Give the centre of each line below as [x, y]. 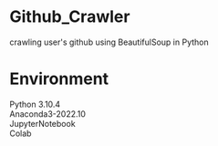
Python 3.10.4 [35, 104]
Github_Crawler [70, 17]
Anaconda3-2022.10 [48, 114]
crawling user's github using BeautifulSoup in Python [109, 42]
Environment [59, 79]
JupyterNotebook [42, 123]
